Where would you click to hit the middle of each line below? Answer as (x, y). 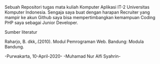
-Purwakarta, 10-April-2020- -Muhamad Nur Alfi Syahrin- (63, 56)
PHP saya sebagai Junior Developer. (41, 22)
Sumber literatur (21, 32)
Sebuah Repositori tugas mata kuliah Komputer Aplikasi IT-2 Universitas (77, 7)
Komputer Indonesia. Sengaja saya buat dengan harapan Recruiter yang (77, 12)
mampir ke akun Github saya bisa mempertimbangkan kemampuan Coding (80, 17)
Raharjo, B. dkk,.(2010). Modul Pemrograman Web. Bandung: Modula (74, 42)
